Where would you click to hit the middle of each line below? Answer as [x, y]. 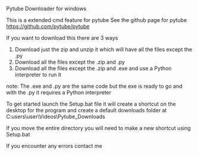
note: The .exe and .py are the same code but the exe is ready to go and [94, 86]
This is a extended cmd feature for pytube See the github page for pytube [97, 20]
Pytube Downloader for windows [46, 9]
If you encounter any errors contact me [54, 146]
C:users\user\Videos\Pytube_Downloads [56, 116]
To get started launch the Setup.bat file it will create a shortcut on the [91, 104]
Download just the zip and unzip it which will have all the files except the [103, 49]
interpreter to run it [38, 75]
